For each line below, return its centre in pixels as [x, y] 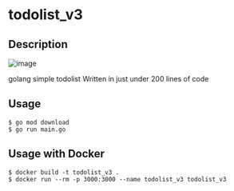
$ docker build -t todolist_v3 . [64, 172]
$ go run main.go [37, 129]
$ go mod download [39, 122]
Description [38, 44]
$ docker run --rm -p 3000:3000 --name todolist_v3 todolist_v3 [117, 179]
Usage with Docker [57, 154]
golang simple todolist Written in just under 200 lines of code [109, 79]
